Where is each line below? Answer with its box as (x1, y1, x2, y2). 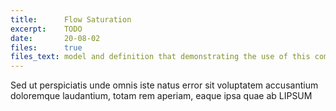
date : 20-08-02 (10, 33, 101, 43)
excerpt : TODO (10, 24, 83, 34)
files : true (10, 42, 83, 53)
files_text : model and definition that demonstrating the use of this (10, 52, 311, 62)
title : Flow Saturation (10, 14, 132, 25)
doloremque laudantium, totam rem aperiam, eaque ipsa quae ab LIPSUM (10, 90, 313, 102)
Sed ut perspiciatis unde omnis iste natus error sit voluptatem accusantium (10, 79, 319, 91)
